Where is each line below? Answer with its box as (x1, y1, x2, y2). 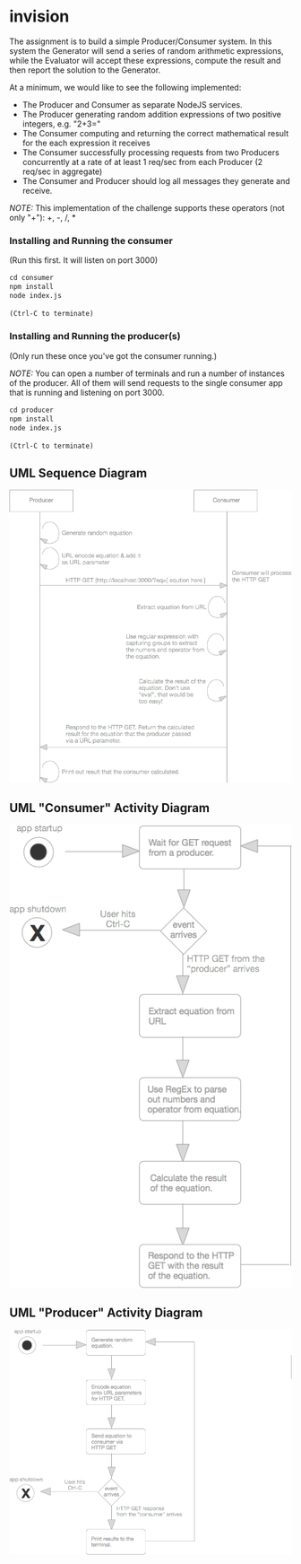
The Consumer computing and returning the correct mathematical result (21, 127, 289, 138)
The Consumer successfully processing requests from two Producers (21, 146, 279, 158)
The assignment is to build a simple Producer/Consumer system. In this (9, 36, 272, 47)
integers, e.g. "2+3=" (21, 118, 101, 129)
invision (9, 6, 70, 27)
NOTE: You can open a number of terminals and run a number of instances (9, 368, 285, 379)
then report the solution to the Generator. (9, 65, 161, 75)
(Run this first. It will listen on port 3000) (9, 255, 159, 266)
